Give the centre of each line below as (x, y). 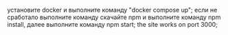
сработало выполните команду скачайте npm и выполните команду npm (114, 17)
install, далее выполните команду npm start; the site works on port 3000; (113, 24)
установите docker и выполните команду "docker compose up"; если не (112, 10)
